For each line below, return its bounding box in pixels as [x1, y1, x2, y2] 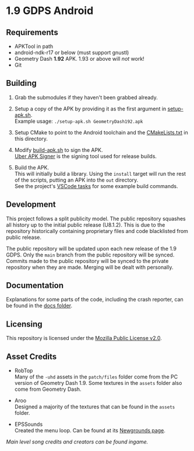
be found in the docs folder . [6, 302, 73, 309]
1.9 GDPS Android [6, 4, 94, 18]
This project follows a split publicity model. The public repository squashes [6, 215, 186, 222]
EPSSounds [14, 421, 43, 428]
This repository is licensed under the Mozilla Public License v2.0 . [6, 335, 162, 342]
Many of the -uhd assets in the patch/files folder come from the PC [14, 373, 178, 380]
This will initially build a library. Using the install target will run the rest [14, 170, 186, 177]
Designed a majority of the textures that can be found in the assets [14, 403, 175, 410]
